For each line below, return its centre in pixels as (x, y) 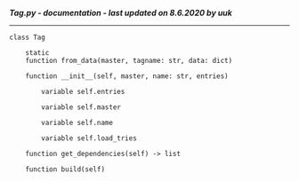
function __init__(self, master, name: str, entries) (127, 76)
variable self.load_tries (89, 138)
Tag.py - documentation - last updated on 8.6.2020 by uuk (121, 13)
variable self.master (81, 107)
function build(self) (65, 169)
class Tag (28, 37)
